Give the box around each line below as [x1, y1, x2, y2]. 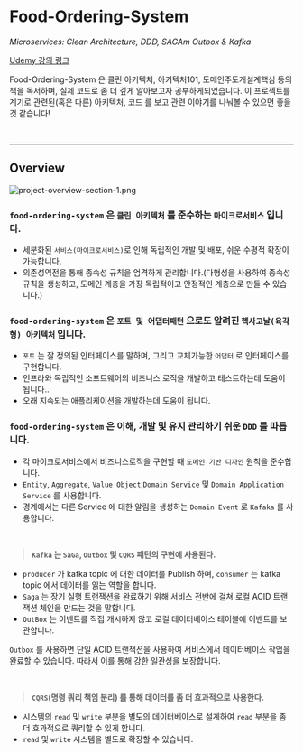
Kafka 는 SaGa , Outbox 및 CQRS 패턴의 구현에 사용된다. [31, 549, 216, 560]
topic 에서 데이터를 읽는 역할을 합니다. [22, 580, 157, 590]
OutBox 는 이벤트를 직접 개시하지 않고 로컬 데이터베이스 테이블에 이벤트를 [22, 613, 278, 624]
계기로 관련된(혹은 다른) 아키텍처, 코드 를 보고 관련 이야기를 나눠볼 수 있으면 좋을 [9, 97, 291, 107]
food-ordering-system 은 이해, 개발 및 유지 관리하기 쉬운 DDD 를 [9, 420, 269, 432]
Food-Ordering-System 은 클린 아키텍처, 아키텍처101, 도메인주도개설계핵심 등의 [9, 74, 293, 85]
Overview [9, 161, 66, 176]
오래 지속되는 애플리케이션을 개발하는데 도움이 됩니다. [22, 395, 211, 406]
